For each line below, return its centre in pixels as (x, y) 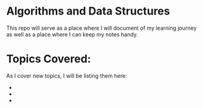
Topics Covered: (49, 59)
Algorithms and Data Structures (88, 11)
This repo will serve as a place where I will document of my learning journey (101, 28)
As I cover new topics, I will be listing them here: (67, 76)
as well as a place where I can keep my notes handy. (72, 34)
